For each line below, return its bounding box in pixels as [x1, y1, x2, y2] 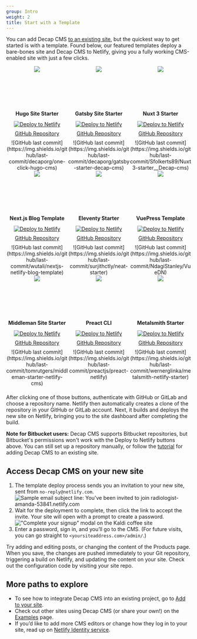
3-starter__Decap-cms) [132, 164, 189, 172]
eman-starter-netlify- [11, 374, 63, 381]
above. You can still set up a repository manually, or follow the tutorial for [6, 443, 183, 450]
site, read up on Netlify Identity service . [14, 626, 111, 633]
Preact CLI [86, 319, 112, 327]
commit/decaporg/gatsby [68, 158, 130, 165]
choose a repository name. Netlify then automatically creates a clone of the [6, 400, 189, 407]
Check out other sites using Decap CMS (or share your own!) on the [14, 608, 179, 614]
